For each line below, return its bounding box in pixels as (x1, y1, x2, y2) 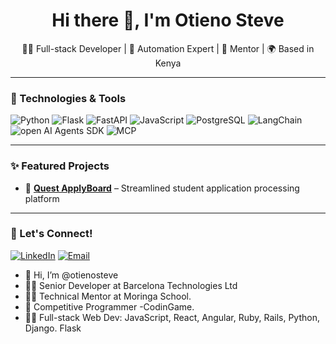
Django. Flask (24, 322, 82, 334)
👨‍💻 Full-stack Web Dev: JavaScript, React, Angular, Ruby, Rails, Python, (24, 311, 320, 323)
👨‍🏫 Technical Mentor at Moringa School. (24, 290, 192, 302)
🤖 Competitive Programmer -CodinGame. (24, 300, 195, 313)
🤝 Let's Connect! (10, 227, 93, 241)
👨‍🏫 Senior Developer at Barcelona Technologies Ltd (24, 279, 238, 291)
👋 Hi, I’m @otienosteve (24, 269, 119, 281)
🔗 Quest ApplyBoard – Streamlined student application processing (24, 182, 300, 194)
